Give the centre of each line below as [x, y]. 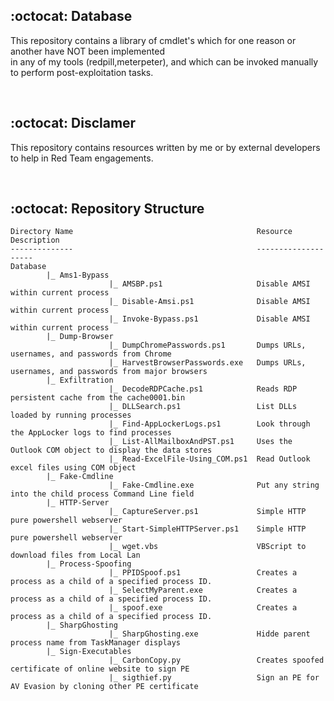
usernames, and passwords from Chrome [91, 354]
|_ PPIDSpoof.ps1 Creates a [203, 573]
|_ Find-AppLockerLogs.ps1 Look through [209, 424]
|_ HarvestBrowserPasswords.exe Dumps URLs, [207, 363]
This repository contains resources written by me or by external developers [165, 147]
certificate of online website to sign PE [100, 669]
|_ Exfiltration [80, 380]
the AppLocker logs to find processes [91, 433]
